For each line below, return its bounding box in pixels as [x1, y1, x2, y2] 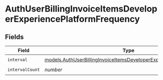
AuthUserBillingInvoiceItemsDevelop [5, 3, 158, 14]
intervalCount [7, 67, 40, 72]
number [44, 66, 63, 73]
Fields [5, 33, 24, 41]
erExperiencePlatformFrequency [5, 13, 140, 25]
